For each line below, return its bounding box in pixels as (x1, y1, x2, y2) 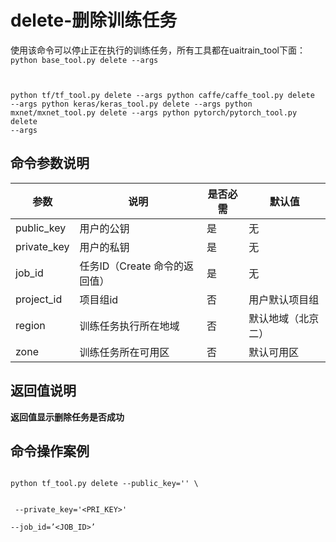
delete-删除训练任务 (10, 9, 178, 32)
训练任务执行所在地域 (79, 319, 180, 333)
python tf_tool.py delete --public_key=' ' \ (10, 479, 199, 489)
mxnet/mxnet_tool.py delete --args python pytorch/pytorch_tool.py (10, 107, 298, 118)
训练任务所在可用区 (79, 345, 170, 359)
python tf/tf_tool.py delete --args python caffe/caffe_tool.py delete (10, 90, 315, 100)
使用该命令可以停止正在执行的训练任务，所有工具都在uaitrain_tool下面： (10, 44, 306, 56)
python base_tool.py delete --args (10, 55, 159, 65)
